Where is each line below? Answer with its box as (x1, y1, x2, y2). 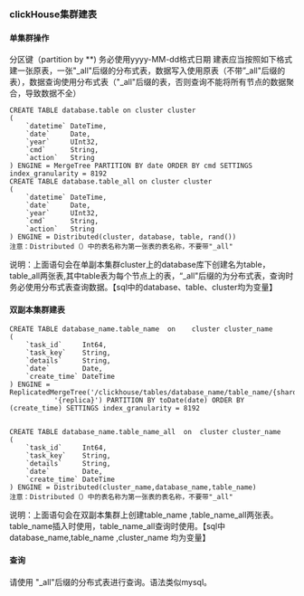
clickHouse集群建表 (9, 7, 98, 20)
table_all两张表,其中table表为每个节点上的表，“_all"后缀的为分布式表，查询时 (9, 270, 294, 281)
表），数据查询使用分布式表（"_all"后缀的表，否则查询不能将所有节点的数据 (9, 77, 287, 88)
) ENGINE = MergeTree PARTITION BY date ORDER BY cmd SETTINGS (9, 161, 253, 171)
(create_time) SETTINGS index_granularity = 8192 (9, 404, 201, 413)
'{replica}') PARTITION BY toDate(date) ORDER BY (53, 396, 245, 405)
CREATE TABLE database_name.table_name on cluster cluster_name (9, 325, 273, 334)
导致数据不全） (24, 88, 81, 99)
